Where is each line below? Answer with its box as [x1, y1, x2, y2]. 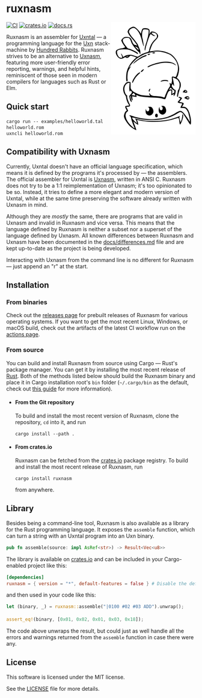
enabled [6, 562, 26, 569]
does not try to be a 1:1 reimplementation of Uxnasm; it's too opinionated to [6, 182, 192, 189]
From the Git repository [14, 399, 75, 406]
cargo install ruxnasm [14, 475, 72, 482]
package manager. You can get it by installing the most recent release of [6, 366, 186, 373]
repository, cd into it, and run [14, 418, 86, 425]
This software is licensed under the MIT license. [6, 673, 125, 681]
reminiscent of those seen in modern [6, 71, 97, 79]
